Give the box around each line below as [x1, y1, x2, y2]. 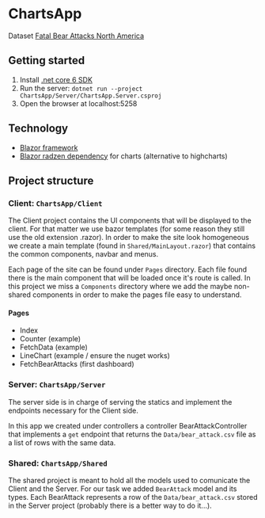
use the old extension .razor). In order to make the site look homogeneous [8, 233, 249, 242]
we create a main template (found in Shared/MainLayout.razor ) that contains [8, 241, 256, 250]
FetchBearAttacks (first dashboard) [19, 360, 134, 369]
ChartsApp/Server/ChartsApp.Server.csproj [19, 92, 162, 100]
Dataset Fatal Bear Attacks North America [8, 31, 145, 40]
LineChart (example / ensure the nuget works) [19, 351, 170, 360]
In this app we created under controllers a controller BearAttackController [8, 421, 248, 430]
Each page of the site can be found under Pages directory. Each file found [8, 265, 248, 274]
